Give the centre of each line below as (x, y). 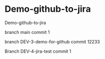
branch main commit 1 (27, 32)
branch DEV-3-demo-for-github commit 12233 (52, 42)
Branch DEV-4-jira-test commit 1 (38, 51)
